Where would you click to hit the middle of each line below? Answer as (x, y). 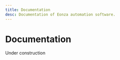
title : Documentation (28, 10)
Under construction (25, 53)
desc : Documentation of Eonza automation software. (60, 14)
